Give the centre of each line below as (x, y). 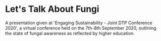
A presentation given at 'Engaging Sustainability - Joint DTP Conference (79, 23)
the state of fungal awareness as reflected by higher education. (70, 33)
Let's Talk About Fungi (52, 9)
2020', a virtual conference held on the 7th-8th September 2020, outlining (81, 28)
